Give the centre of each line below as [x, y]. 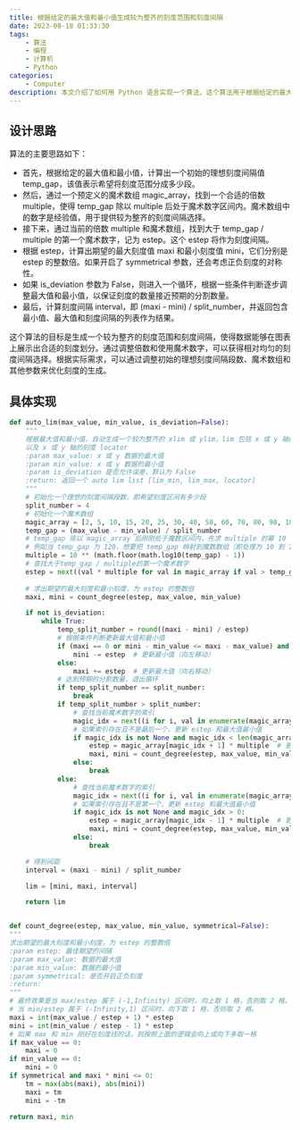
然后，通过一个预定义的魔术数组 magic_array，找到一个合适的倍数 [144, 195]
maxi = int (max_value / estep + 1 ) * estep [92, 1017]
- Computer [46, 84]
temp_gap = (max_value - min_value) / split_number [123, 531]
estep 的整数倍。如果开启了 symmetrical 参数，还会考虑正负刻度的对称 [152, 262]
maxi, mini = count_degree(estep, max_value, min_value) [133, 597]
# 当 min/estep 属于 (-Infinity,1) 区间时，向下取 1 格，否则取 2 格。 [134, 1009]
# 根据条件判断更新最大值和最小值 [111, 638]
